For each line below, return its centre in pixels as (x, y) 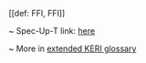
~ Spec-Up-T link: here (52, 31)
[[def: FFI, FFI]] (37, 13)
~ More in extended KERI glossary (73, 48)
